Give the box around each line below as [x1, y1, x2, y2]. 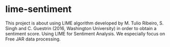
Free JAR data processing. [5, 36, 61, 42]
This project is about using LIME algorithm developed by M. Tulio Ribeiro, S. [5, 20, 164, 26]
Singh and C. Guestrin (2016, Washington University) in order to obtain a [5, 25, 157, 31]
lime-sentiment [5, 3, 72, 15]
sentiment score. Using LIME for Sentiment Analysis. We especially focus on [5, 30, 165, 36]
